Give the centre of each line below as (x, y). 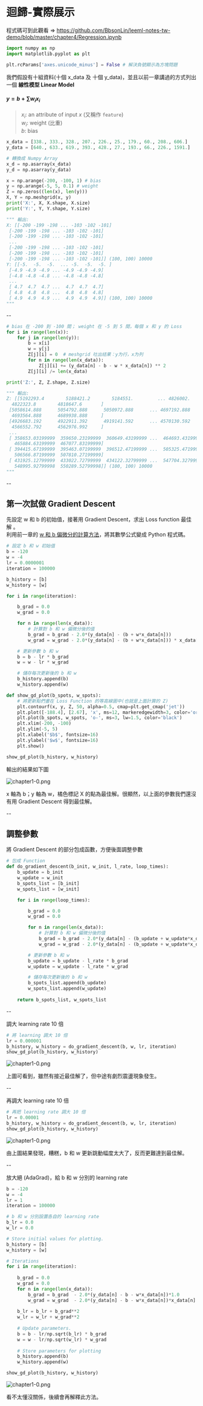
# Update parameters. (44, 1329)
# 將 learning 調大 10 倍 (37, 1035)
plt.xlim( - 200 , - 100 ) (44, 724)
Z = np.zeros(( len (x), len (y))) (47, 192)
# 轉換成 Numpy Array (32, 158)
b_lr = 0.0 (20, 1222)
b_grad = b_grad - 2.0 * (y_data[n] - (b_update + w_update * (114, 939)
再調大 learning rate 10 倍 (38, 1101)
